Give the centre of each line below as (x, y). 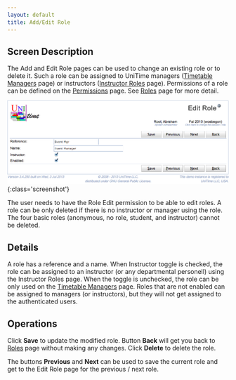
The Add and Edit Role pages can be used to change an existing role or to (114, 68)
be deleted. (24, 225)
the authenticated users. (42, 301)
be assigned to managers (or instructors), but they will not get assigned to (114, 294)
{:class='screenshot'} (39, 189)
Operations (32, 323)
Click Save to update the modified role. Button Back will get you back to (111, 340)
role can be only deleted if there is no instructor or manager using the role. (115, 210)
